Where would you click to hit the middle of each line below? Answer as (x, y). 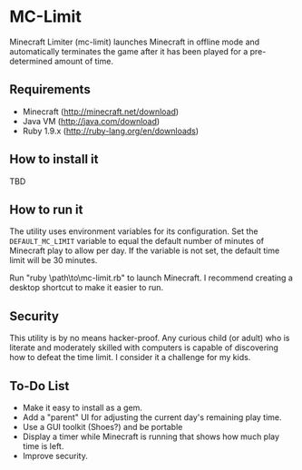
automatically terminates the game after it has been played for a (129, 51)
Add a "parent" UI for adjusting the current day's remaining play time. (152, 417)
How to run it (46, 209)
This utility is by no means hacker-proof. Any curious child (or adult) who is (150, 338)
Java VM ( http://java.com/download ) (91, 121)
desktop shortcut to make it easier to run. (87, 288)
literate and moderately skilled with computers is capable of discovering (144, 348)
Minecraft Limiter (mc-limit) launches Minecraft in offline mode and (135, 42)
